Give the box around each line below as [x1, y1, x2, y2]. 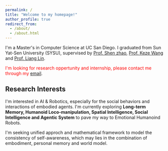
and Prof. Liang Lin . [5, 55, 45, 61]
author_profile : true [5, 17, 51, 22]
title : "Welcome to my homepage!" [5, 12, 78, 17]
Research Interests [5, 85, 66, 94]
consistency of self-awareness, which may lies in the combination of [5, 134, 147, 141]
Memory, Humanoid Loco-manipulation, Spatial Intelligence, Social [5, 109, 148, 115]
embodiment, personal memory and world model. [5, 140, 108, 146]
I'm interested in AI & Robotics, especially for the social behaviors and [5, 98, 150, 104]
